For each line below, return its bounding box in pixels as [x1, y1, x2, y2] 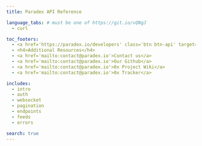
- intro [11, 86, 31, 92]
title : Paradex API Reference [6, 8, 82, 15]
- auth [11, 91, 28, 98]
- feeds [11, 114, 31, 120]
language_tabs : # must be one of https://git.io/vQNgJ [6, 19, 147, 26]
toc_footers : [6, 36, 39, 42]
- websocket [11, 97, 42, 103]
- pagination [11, 103, 44, 109]
